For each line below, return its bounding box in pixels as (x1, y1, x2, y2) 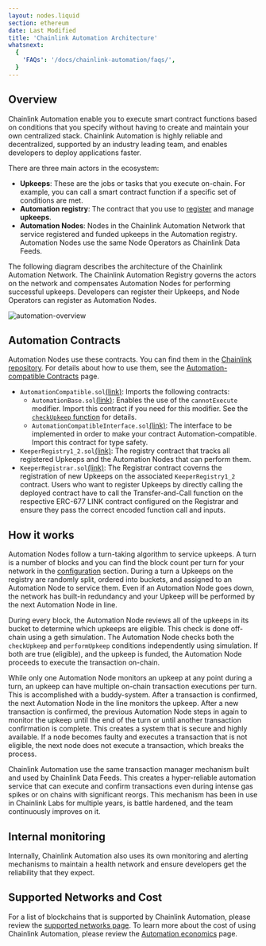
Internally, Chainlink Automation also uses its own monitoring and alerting (8, 851, 249, 860)
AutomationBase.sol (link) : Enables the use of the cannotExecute (31, 395, 238, 405)
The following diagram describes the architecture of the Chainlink (8, 262, 223, 271)
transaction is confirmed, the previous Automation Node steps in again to (8, 707, 248, 716)
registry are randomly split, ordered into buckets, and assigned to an (8, 575, 233, 584)
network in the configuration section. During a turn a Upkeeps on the (8, 566, 233, 576)
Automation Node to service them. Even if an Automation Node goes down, (8, 583, 254, 593)
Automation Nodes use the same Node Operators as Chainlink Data (19, 238, 241, 247)
